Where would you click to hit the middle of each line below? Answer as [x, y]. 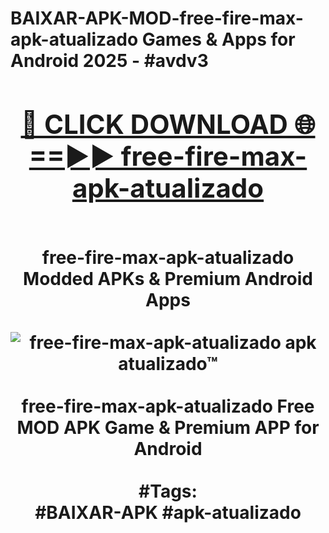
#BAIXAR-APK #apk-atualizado [168, 512]
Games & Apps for [218, 39]
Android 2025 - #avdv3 [109, 61]
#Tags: [168, 491]
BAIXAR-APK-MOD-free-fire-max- [157, 18]
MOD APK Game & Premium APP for [168, 427]
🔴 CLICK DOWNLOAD [154, 124]
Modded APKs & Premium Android [168, 278]
